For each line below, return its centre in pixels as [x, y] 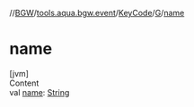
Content [24, 83]
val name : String [40, 92]
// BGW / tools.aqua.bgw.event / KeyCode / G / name [97, 13]
